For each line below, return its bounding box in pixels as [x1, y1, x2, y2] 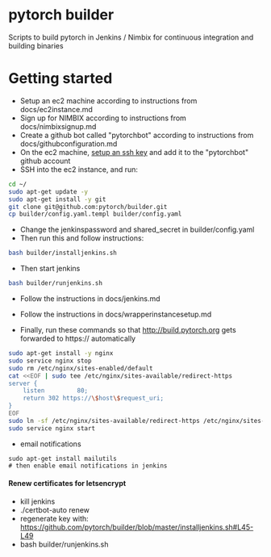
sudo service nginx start [8, 424, 95, 433]
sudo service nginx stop [8, 357, 92, 365]
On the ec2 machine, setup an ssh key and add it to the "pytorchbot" [19, 147, 248, 157]
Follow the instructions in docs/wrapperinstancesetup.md [19, 309, 212, 319]
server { [8, 379, 38, 387]
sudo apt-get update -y [8, 187, 89, 195]
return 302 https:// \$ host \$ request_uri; [23, 394, 164, 403]
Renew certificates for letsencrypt [8, 479, 127, 488]
